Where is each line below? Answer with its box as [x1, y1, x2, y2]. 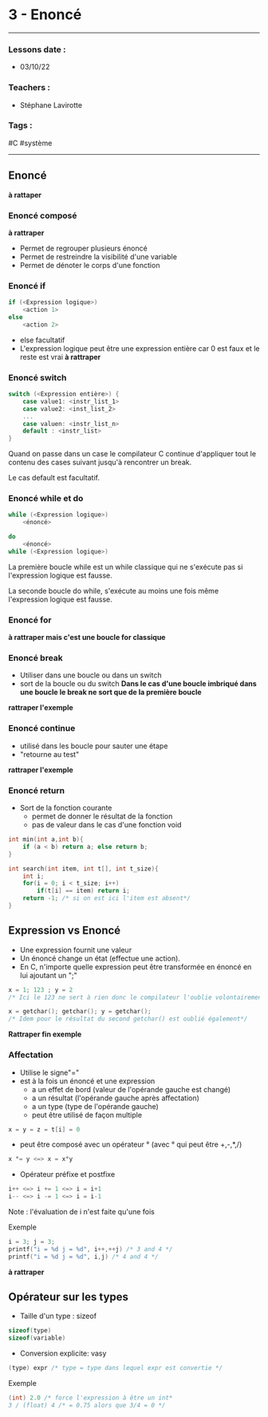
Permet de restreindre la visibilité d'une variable [19, 251, 178, 261]
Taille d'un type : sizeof [19, 1311, 97, 1321]
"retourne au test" [19, 749, 80, 759]
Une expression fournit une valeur [19, 945, 132, 954]
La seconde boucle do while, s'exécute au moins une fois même [8, 586, 219, 595]
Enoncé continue [8, 723, 76, 734]
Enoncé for [8, 614, 52, 626]
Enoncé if [8, 280, 46, 291]
